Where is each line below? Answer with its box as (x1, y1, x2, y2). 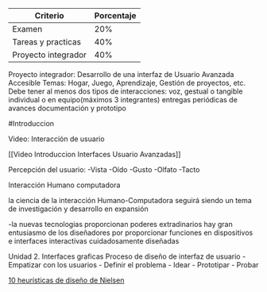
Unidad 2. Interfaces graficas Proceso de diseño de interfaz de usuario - (8, 252, 246, 261)
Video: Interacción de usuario (8, 134, 105, 144)
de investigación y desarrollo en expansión (8, 204, 149, 213)
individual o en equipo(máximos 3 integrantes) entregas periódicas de (8, 95, 238, 104)
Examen (12, 24, 43, 34)
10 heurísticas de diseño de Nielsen (8, 275, 125, 285)
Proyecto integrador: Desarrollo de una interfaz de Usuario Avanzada (8, 70, 234, 79)
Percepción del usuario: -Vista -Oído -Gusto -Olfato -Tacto (8, 165, 200, 174)
